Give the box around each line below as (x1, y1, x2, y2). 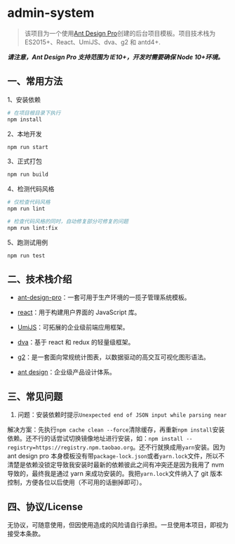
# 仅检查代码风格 (7, 199, 51, 206)
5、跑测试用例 (7, 238, 48, 247)
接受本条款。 (7, 529, 44, 538)
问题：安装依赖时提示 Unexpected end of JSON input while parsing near (17, 410, 227, 419)
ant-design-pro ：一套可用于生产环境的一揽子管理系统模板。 (17, 293, 191, 302)
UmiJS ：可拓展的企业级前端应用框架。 (17, 323, 129, 332)
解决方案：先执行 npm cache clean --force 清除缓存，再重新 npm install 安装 (7, 425, 225, 434)
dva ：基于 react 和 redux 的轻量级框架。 (17, 338, 135, 347)
